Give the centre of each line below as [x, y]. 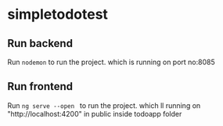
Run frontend [40, 86]
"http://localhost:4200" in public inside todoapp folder [95, 113]
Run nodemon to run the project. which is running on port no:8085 [111, 62]
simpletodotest [58, 14]
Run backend [40, 43]
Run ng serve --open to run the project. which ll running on [104, 105]
